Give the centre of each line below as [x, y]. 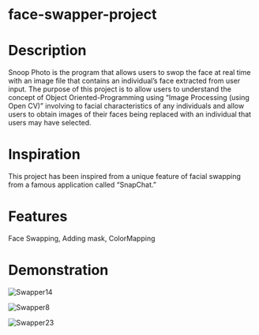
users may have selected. [50, 123]
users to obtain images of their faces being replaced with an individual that [129, 114]
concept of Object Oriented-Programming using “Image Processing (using [129, 98]
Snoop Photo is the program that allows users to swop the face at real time [129, 73]
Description [47, 51]
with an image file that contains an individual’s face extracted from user [124, 81]
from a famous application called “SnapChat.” [82, 185]
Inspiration [44, 154]
